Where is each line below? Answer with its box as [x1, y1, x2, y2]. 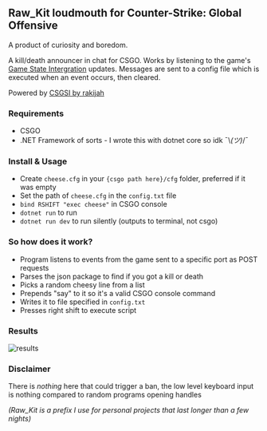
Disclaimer [8, 363, 51, 374]
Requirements [8, 108, 65, 119]
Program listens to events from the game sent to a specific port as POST [19, 255, 258, 264]
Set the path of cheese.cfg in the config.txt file [19, 191, 177, 200]
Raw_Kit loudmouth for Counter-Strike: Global [8, 6, 241, 20]
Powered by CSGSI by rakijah [8, 88, 105, 97]
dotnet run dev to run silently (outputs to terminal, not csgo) [19, 216, 218, 226]
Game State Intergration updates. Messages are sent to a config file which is [8, 64, 260, 73]
